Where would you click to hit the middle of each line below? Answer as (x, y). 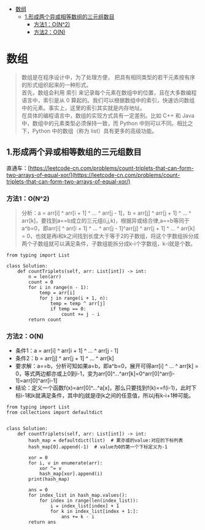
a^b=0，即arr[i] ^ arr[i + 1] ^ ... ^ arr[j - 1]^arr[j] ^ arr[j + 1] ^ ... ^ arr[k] (108, 228)
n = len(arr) (45, 277)
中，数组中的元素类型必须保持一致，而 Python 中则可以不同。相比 (105, 123)
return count (45, 320)
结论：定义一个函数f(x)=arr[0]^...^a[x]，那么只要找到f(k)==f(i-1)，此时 (103, 388)
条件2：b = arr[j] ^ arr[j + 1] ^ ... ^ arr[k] (65, 358)
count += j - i (80, 315)
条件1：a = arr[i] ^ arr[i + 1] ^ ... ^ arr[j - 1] (67, 351)
